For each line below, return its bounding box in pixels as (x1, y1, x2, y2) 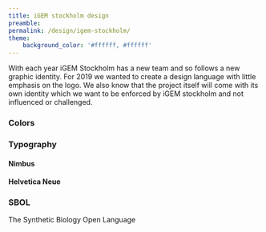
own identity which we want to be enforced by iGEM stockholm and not (8, 89, 244, 98)
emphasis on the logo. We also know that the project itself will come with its (8, 81, 259, 90)
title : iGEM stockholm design (8, 11, 110, 20)
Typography (8, 138, 58, 150)
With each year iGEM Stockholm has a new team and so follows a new (8, 63, 240, 73)
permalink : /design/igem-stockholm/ (8, 26, 131, 34)
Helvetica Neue (8, 177, 62, 186)
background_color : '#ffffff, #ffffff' (22, 42, 152, 50)
